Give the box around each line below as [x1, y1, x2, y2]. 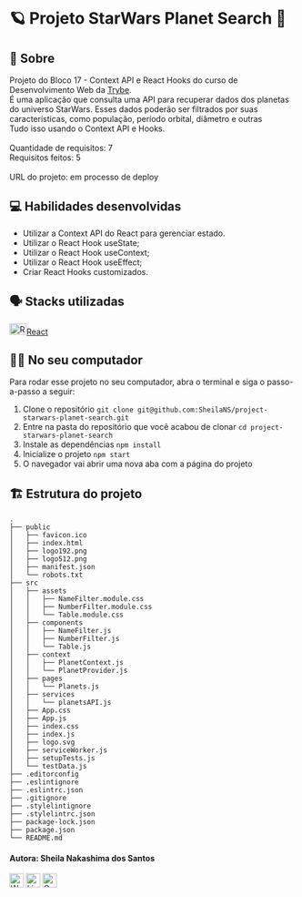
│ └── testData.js [9, 762, 88, 771]
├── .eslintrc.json [9, 786, 84, 795]
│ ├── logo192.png [9, 546, 88, 556]
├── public [9, 523, 51, 532]
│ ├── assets [9, 586, 67, 596]
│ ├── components [9, 618, 84, 627]
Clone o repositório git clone [22, 403, 134, 415]
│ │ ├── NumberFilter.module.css [9, 603, 153, 612]
